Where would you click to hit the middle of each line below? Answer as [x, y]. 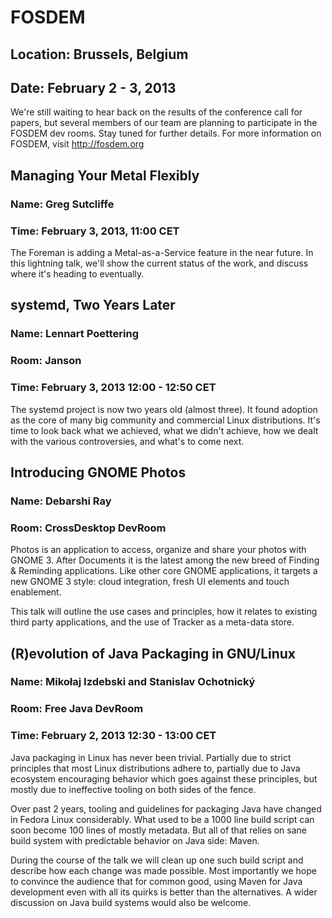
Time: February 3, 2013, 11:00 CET [95, 231]
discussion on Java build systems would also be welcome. [131, 902]
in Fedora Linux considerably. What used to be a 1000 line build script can [162, 819]
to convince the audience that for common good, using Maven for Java [156, 881]
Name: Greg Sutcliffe [62, 204]
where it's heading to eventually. [77, 274]
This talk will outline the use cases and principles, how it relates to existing [164, 612]
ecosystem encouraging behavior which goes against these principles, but [164, 778]
